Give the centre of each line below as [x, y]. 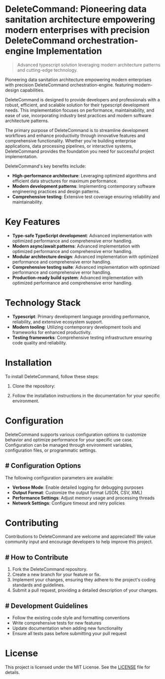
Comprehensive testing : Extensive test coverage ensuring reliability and [86, 197]
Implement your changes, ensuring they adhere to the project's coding [84, 580]
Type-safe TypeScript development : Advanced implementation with [82, 235]
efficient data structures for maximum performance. [65, 181]
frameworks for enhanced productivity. [52, 332]
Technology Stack [43, 303]
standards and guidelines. [38, 585]
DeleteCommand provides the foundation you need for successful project [80, 151]
